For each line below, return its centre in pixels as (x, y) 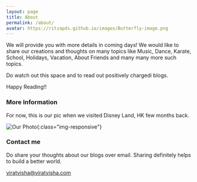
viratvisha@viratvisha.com (39, 173)
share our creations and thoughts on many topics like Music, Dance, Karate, (99, 52)
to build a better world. (34, 161)
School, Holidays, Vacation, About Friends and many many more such (91, 58)
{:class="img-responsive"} (69, 127)
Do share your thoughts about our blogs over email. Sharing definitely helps (99, 155)
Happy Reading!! (26, 87)
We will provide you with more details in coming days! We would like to (93, 45)
